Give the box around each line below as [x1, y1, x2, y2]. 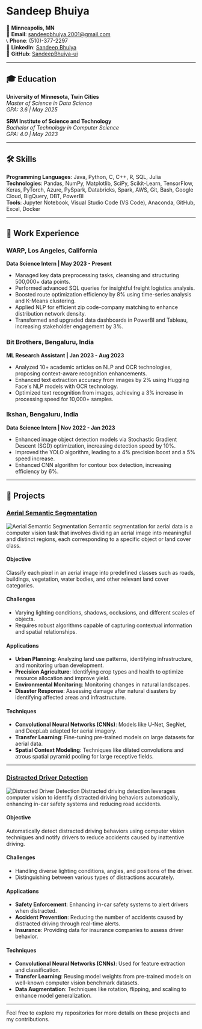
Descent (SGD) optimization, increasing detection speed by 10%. [14, 442, 176, 449]
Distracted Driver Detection [6, 774, 88, 782]
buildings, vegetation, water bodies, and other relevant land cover [6, 575, 170, 583]
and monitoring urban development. [14, 661, 104, 669]
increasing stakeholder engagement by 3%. [14, 323, 124, 330]
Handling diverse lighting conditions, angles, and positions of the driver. [14, 868, 194, 875]
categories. [6, 581, 34, 589]
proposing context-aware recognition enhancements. [14, 369, 147, 377]
